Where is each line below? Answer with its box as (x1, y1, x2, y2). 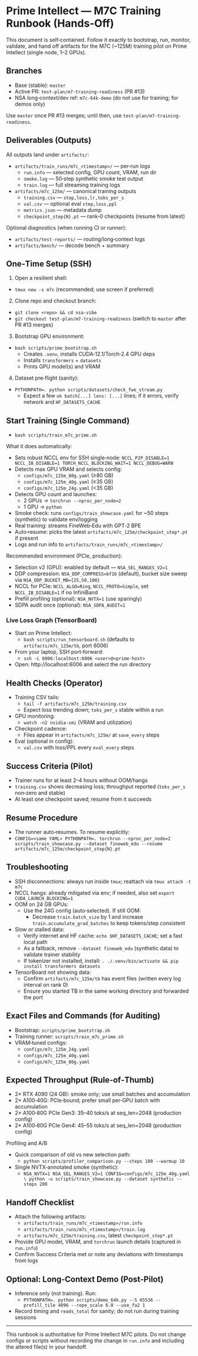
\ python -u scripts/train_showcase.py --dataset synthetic (23, 1176, 174, 1182)
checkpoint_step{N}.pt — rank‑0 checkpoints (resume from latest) (23, 213, 186, 220)
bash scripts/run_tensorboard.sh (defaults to (23, 636, 135, 643)
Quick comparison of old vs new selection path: (14, 1151, 131, 1158)
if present (14, 534, 38, 542)
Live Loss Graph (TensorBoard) (6, 616, 97, 624)
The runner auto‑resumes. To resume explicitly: (14, 828, 130, 835)
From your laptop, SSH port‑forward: (14, 648, 104, 656)
